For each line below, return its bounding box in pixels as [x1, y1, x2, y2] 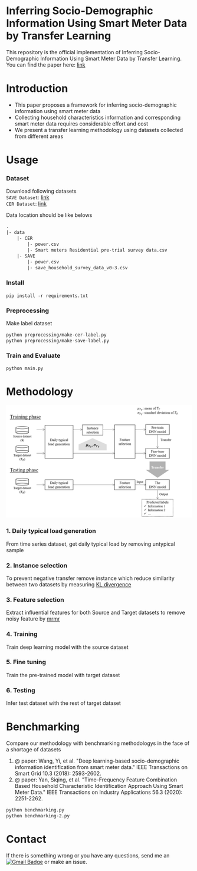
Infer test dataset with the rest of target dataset [6, 700, 121, 707]
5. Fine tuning [6, 658, 46, 667]
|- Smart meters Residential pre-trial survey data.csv [27, 248, 168, 253]
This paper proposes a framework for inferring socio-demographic [14, 101, 177, 108]
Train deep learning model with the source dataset [6, 644, 129, 651]
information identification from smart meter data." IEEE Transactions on [14, 764, 188, 771]
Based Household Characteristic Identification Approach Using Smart [14, 783, 183, 790]
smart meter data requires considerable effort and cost [14, 120, 149, 127]
